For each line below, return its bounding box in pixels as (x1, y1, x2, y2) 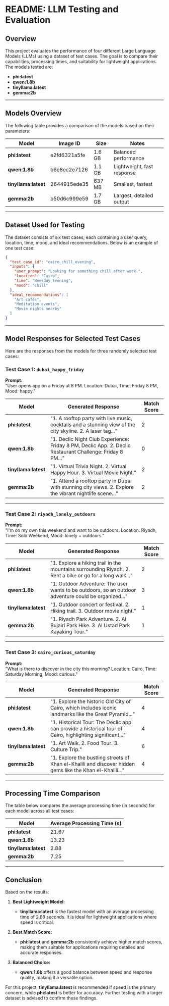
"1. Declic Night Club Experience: (50, 435, 129, 442)
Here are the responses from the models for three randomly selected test (5, 347, 157, 354)
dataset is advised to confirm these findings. (5, 995, 98, 1001)
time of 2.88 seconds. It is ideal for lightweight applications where (20, 914, 157, 920)
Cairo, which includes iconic (50, 704, 117, 711)
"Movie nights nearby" (14, 307, 62, 312)
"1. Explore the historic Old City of (50, 698, 131, 705)
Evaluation (5, 14, 51, 26)
